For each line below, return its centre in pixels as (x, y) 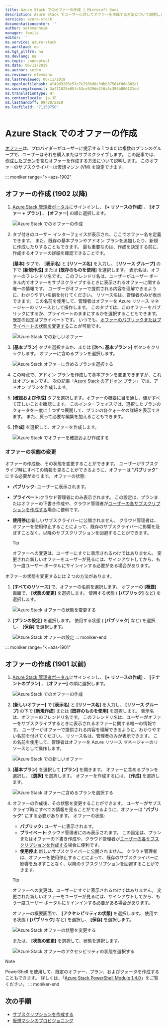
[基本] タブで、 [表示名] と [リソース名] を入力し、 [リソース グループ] (84, 263)
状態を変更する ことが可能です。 (71, 326)
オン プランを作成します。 (43, 387)
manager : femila (22, 33)
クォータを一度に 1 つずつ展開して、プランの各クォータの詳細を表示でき (86, 410)
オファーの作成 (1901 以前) (46, 664)
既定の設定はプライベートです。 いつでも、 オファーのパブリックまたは (84, 319)
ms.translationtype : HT (30, 93)
